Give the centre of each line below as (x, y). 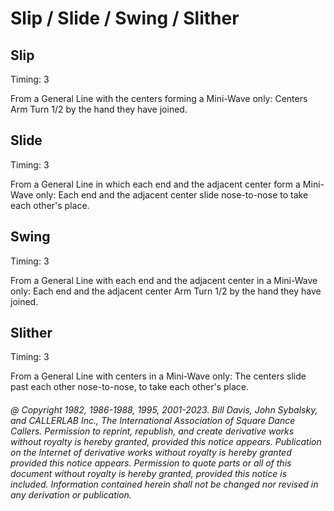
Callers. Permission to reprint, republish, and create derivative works (152, 431)
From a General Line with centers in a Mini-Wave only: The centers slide (158, 376)
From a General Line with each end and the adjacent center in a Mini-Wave (164, 280)
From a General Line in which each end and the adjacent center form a (155, 184)
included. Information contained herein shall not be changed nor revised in (164, 484)
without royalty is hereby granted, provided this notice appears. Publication (166, 442)
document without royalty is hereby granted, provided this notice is (149, 474)
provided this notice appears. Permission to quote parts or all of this (151, 463)
